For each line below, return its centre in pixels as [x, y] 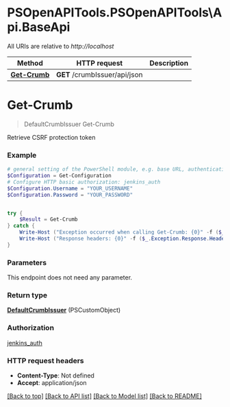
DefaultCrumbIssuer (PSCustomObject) [64, 310]
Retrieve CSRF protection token [51, 137]
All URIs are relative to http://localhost [61, 46]
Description [169, 63]
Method [30, 63]
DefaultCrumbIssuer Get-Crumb [69, 124]
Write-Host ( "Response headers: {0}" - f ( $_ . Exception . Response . [115, 239]
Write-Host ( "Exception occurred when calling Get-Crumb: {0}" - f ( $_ [122, 232]
